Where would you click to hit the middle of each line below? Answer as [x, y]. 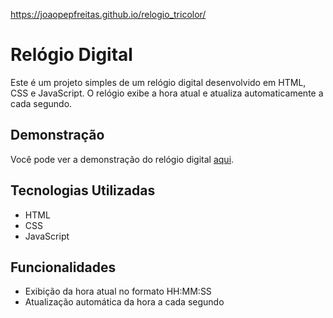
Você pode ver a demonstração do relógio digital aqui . [122, 159]
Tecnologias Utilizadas [83, 190]
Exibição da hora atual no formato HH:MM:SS [118, 291]
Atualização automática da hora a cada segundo [124, 302]
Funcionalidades [63, 267]
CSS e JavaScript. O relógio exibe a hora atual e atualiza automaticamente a [167, 93]
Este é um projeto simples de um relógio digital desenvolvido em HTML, [158, 82]
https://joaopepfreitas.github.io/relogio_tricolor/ [108, 14]
